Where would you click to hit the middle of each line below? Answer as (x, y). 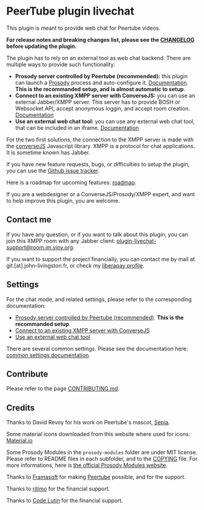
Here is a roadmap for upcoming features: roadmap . (71, 182)
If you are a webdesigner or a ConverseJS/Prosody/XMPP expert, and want (101, 194)
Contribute (27, 374)
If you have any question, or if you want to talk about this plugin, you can (97, 234)
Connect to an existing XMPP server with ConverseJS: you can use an (105, 95)
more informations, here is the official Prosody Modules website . (87, 465)
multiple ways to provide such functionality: (61, 64)
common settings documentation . (48, 355)
